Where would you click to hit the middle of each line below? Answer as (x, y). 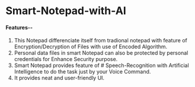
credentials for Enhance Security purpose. (66, 59)
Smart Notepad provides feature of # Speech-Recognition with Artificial (101, 65)
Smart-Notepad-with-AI (66, 11)
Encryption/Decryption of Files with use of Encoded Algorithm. (91, 47)
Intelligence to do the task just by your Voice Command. (82, 72)
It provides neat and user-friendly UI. (59, 78)
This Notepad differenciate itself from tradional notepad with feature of (100, 41)
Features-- (19, 27)
